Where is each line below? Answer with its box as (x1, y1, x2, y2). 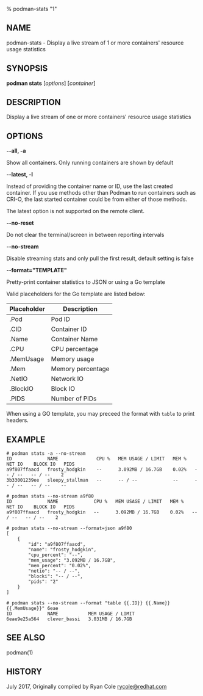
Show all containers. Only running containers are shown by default (6, 159, 174, 167)
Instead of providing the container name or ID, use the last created (6, 183, 173, 190)
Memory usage (51, 355, 94, 363)
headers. (6, 416, 29, 424)
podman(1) (6, 648, 34, 656)
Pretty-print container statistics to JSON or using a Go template (6, 278, 166, 286)
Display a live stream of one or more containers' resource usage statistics (6, 113, 191, 121)
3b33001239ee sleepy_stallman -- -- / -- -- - (6, 477, 198, 484)
